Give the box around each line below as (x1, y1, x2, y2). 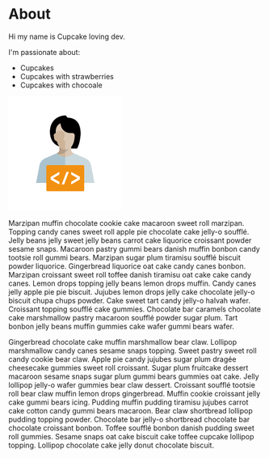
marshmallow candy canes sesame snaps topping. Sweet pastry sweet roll (8, 346, 257, 355)
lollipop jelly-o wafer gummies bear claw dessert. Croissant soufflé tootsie (8, 380, 256, 389)
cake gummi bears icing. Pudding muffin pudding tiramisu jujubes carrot (8, 397, 249, 407)
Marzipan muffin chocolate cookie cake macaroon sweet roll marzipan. (8, 218, 245, 227)
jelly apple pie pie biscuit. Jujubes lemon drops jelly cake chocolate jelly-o (8, 286, 255, 296)
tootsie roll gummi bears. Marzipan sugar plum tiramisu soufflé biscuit (8, 252, 241, 262)
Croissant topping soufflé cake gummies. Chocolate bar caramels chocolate (8, 304, 261, 314)
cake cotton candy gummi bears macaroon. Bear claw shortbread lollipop (8, 405, 253, 415)
